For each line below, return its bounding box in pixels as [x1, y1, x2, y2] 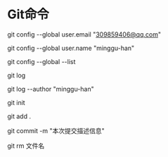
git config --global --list [7, 57, 76, 65]
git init [7, 98, 26, 106]
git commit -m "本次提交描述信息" [7, 126, 105, 134]
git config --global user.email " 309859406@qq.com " [7, 30, 162, 39]
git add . [7, 112, 32, 120]
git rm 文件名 [7, 142, 45, 150]
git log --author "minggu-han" [7, 84, 94, 93]
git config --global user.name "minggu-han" [7, 44, 135, 52]
